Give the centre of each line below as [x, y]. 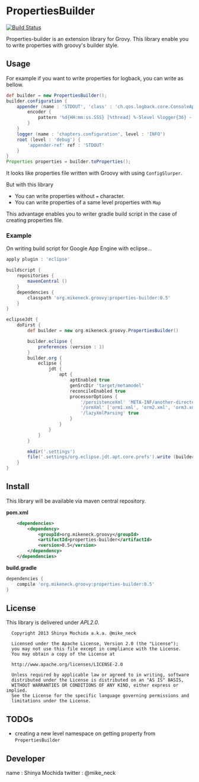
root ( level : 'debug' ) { [49, 140]
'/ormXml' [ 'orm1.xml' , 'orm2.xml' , [125, 408]
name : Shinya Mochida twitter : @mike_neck [61, 773]
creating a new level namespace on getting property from [85, 734]
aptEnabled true [90, 380]
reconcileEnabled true [98, 391]
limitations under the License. [52, 701]
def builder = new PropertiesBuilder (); [57, 95]
